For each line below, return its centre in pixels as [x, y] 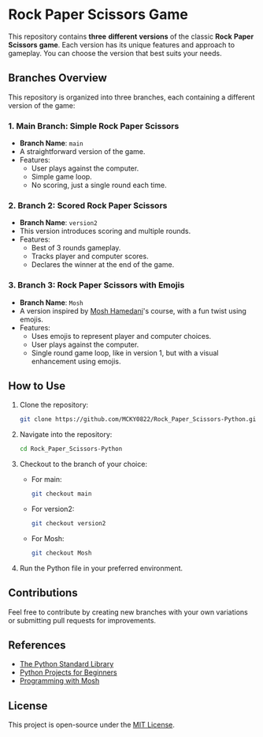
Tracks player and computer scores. [90, 256]
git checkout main [61, 494]
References [37, 645]
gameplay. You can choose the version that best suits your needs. [115, 53]
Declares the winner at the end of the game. [103, 265]
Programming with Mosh [59, 681]
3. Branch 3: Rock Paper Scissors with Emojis [96, 285]
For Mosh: [48, 538]
